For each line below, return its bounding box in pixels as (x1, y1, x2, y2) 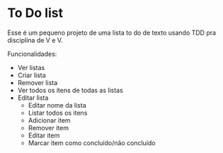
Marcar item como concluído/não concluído (28, 138, 156, 147)
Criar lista (17, 71, 46, 79)
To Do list (7, 5, 64, 21)
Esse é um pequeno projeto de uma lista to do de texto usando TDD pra (7, 28, 217, 37)
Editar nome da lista (28, 101, 86, 109)
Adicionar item (28, 115, 71, 125)
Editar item (28, 131, 60, 140)
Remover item (28, 123, 69, 132)
